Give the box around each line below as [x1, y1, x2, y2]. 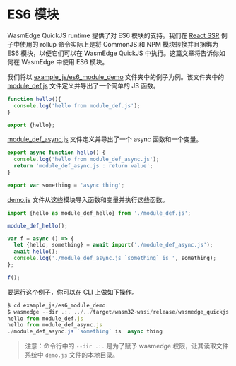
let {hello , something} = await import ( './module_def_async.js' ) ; [13, 242, 213, 249]
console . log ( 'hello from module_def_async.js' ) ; [13, 156, 160, 163]
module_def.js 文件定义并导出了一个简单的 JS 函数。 [7, 81, 160, 90]
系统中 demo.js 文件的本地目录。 [24, 350, 119, 359]
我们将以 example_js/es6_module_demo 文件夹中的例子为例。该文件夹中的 [7, 72, 225, 81]
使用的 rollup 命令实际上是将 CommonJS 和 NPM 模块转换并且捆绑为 [19, 40, 219, 48]
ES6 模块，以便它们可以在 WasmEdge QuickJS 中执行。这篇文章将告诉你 [7, 49, 220, 57]
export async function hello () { [7, 149, 106, 156]
